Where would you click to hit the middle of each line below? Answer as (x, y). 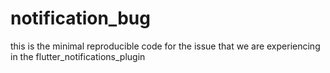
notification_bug (80, 18)
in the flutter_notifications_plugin (78, 56)
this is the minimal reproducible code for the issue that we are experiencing (165, 46)
